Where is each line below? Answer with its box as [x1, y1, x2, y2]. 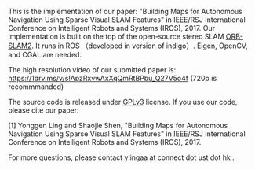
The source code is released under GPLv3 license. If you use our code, [8, 98, 238, 106]
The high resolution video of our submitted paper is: [8, 65, 177, 74]
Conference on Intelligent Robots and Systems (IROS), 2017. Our [8, 24, 216, 32]
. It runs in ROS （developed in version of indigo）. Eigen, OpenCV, [31, 41, 249, 50]
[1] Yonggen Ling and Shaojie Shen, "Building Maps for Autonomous [8, 121, 228, 130]
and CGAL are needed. [8, 50, 82, 59]
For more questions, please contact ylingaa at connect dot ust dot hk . [8, 153, 235, 162]
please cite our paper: [8, 105, 80, 115]
